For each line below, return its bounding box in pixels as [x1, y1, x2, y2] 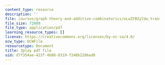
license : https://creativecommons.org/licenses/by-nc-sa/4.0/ [5, 35, 135, 40]
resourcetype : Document [5, 43, 54, 48]
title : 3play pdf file [5, 48, 52, 53]
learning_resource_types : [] [5, 30, 65, 35]
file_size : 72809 [5, 21, 41, 26]
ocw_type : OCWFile [5, 39, 43, 44]
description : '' [5, 12, 38, 17]
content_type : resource [5, 7, 54, 12]
